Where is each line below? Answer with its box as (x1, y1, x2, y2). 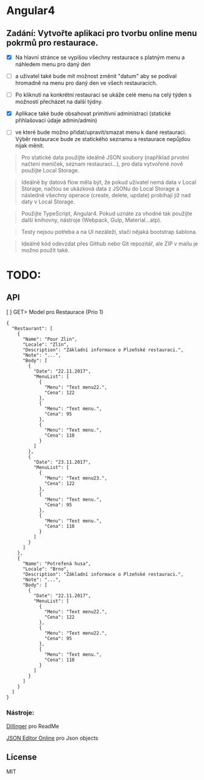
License (6, 752, 37, 762)
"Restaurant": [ (12, 326, 53, 332)
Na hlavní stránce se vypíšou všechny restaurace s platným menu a (15, 54, 185, 61)
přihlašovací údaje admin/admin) (15, 117, 97, 124)
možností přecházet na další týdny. (15, 98, 104, 106)
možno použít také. (21, 247, 70, 254)
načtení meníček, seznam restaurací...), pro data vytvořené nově (21, 160, 183, 168)
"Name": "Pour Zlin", (22, 337, 78, 343)
